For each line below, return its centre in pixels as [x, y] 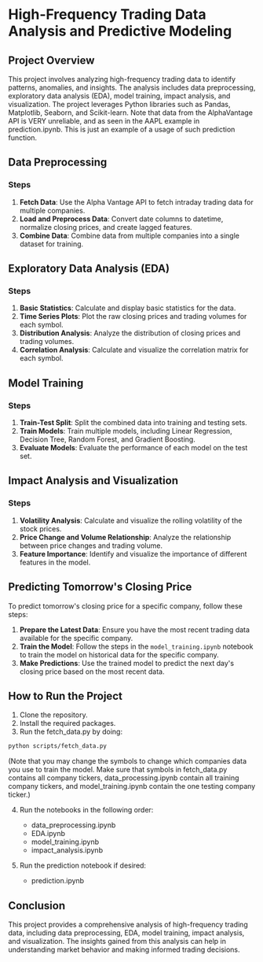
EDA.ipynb [48, 834]
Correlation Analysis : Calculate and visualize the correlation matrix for [134, 350]
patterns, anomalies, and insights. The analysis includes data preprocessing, [132, 87]
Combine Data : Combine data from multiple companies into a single [129, 235]
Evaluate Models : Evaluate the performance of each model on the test [133, 448]
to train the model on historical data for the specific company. [119, 654]
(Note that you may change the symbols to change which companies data [128, 761]
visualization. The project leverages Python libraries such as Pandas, [119, 104]
